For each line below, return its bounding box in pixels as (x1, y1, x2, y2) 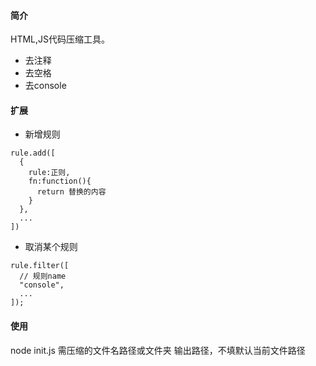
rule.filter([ (10, 261, 70, 271)
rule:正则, (28, 168, 71, 178)
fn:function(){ (28, 176, 92, 187)
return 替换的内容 (36, 187, 107, 197)
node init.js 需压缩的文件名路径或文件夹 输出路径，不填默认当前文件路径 (10, 344, 306, 356)
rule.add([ (10, 148, 56, 159)
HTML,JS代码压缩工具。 (10, 33, 111, 45)
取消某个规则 (24, 241, 78, 253)
